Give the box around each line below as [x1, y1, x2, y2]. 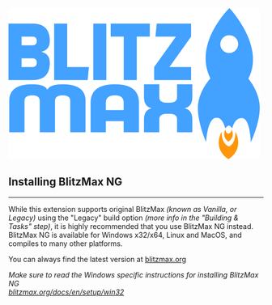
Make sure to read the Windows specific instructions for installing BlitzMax [8, 269, 259, 279]
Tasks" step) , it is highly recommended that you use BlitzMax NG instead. [8, 221, 253, 231]
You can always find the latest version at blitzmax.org [8, 254, 187, 264]
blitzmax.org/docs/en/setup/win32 [8, 287, 125, 297]
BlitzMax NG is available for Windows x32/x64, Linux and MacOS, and [8, 230, 243, 239]
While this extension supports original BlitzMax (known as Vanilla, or [8, 204, 237, 214]
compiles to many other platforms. [8, 239, 123, 248]
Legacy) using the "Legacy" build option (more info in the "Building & [8, 213, 239, 222]
